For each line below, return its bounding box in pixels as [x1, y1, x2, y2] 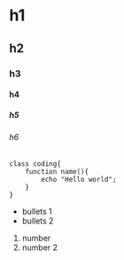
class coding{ [9, 159, 62, 169]
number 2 [21, 241, 58, 253]
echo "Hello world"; [41, 175, 117, 184]
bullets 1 [21, 206, 53, 217]
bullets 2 [21, 215, 54, 226]
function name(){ [25, 167, 89, 176]
